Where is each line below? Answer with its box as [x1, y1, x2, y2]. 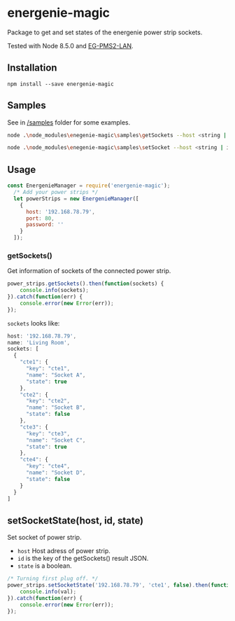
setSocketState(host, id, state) [7, 515, 144, 526]
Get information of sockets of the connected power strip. [7, 267, 171, 275]
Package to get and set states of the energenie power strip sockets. [7, 28, 203, 36]
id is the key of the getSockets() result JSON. [17, 554, 149, 563]
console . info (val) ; [20, 588, 77, 595]
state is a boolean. [17, 561, 72, 570]
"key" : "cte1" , [25, 365, 71, 372]
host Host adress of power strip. [17, 547, 111, 555]
